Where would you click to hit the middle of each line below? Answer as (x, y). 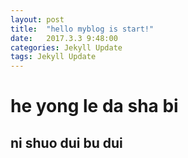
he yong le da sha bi (94, 106)
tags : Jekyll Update (53, 57)
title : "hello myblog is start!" (82, 29)
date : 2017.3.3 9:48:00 (64, 38)
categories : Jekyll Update (66, 47)
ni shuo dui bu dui (66, 142)
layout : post (37, 19)
